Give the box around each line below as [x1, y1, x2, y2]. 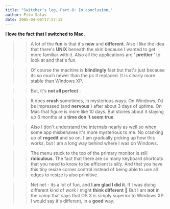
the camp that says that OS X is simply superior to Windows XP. [30, 193, 165, 199]
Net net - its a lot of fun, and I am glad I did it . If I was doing [30, 182, 156, 188]
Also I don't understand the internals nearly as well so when [30, 124, 157, 130]
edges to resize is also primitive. [30, 172, 99, 178]
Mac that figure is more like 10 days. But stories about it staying [30, 108, 164, 115]
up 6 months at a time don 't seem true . [30, 114, 115, 120]
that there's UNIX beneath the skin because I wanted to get [30, 47, 156, 53]
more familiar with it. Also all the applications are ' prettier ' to [30, 52, 161, 58]
